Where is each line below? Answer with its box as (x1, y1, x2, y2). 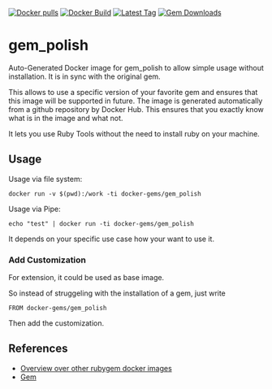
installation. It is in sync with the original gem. (8, 71, 161, 81)
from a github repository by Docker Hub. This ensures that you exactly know (8, 104, 264, 114)
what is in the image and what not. (8, 113, 123, 123)
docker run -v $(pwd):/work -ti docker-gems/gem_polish (8, 189, 201, 198)
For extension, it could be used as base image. (8, 273, 165, 283)
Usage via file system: (8, 174, 83, 184)
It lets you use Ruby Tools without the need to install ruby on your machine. (8, 128, 260, 138)
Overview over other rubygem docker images (19, 363, 172, 373)
